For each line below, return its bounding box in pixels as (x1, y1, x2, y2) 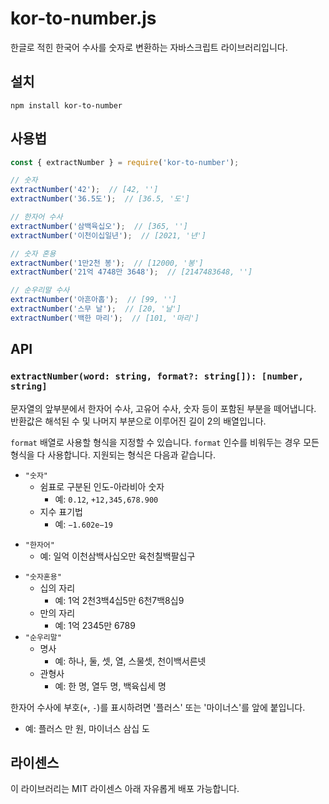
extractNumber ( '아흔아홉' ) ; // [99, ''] (10, 295, 177, 305)
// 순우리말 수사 (10, 285, 70, 296)
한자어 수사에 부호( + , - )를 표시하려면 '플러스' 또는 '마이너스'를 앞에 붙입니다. (10, 701, 306, 713)
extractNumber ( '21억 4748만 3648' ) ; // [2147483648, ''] (10, 267, 253, 277)
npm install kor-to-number (10, 100, 123, 111)
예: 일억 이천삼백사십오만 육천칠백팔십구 (39, 550, 196, 562)
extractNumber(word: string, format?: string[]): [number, (10, 371, 304, 382)
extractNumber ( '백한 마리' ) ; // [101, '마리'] (10, 313, 200, 323)
